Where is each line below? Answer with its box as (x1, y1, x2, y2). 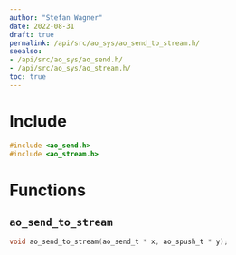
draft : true (9, 30, 54, 39)
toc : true (9, 72, 47, 81)
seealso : (9, 47, 42, 56)
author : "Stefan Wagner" (9, 13, 103, 23)
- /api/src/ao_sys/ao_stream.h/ (9, 64, 131, 73)
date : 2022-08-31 (9, 22, 75, 31)
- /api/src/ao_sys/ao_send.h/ (9, 55, 124, 64)
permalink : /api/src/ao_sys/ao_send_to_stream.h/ (9, 38, 201, 48)
